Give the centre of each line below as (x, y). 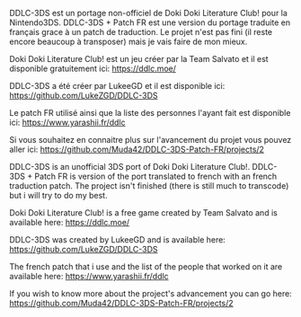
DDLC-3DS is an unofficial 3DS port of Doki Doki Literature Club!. (130, 167)
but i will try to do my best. (58, 195)
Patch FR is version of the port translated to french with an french (156, 176)
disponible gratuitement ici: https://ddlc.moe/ (93, 68)
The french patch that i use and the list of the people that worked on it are (146, 267)
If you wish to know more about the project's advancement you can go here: (150, 294)
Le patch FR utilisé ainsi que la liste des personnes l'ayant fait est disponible (150, 113)
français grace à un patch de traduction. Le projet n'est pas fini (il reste (141, 32)
